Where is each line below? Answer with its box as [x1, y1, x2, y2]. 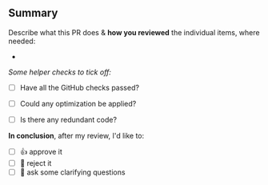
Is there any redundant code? [19, 115, 118, 124]
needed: [8, 36, 36, 46]
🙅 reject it [19, 159, 52, 167]
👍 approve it [19, 147, 62, 156]
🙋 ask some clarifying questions [19, 167, 126, 177]
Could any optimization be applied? [19, 99, 137, 108]
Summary [8, 6, 58, 20]
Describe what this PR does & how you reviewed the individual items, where [8, 27, 260, 37]
